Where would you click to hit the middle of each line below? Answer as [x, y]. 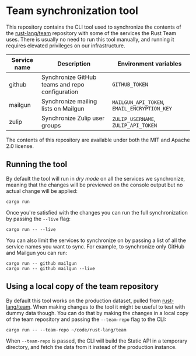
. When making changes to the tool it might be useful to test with [108, 307]
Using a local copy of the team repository [83, 287]
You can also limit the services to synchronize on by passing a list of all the [96, 240]
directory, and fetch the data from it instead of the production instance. [91, 347]
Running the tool [37, 165]
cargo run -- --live [31, 229]
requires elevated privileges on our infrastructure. [66, 46]
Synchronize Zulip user [73, 118]
